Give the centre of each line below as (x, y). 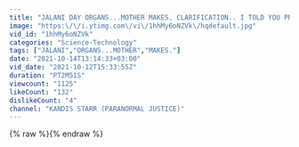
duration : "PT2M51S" (48, 76)
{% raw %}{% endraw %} (57, 134)
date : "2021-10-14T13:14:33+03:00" (75, 59)
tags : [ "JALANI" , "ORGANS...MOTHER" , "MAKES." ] (95, 51)
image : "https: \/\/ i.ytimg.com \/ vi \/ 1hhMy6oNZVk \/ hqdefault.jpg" (133, 26)
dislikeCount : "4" (43, 100)
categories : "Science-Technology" (73, 42)
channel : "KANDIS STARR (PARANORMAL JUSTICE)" (97, 109)
